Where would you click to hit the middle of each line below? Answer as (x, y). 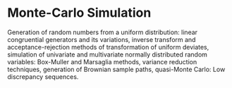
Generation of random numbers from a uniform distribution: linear (103, 32)
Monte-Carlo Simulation (79, 13)
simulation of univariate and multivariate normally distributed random (108, 54)
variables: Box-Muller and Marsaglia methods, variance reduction (102, 61)
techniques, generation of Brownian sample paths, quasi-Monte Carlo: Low (116, 69)
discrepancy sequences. (43, 76)
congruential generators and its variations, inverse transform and (102, 39)
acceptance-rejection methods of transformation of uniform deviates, (108, 47)
